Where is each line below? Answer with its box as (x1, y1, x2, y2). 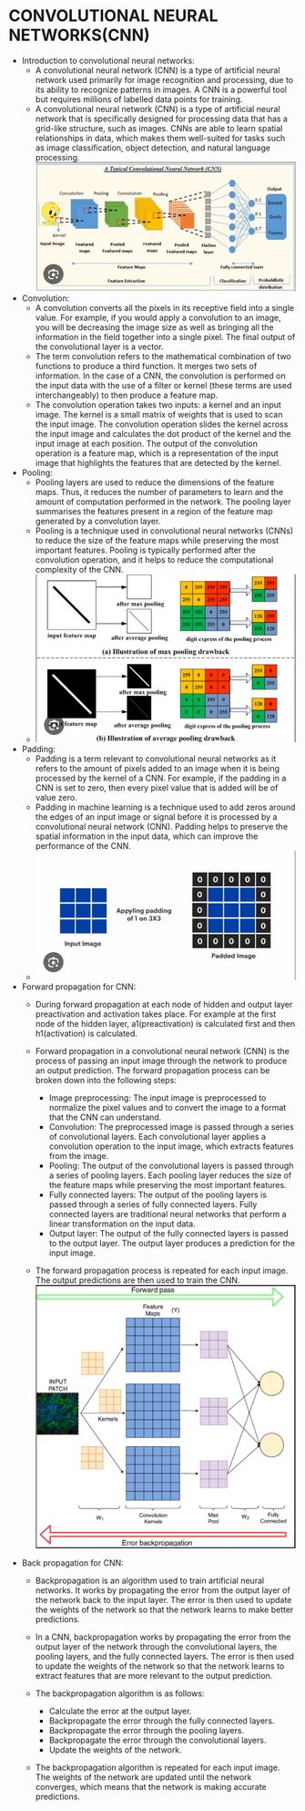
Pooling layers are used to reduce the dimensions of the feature (35, 477, 275, 488)
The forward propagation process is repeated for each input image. (35, 1265, 289, 1277)
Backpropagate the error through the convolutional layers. (48, 1734, 267, 1745)
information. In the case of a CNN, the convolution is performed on (35, 370, 286, 381)
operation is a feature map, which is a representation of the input (35, 448, 279, 459)
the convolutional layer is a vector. (35, 341, 165, 352)
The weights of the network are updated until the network (35, 1771, 252, 1783)
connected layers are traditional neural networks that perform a (48, 1209, 288, 1220)
